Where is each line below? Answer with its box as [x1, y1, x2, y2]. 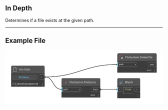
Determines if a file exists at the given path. [5, 17, 94, 23]
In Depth [5, 4, 32, 12]
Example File [5, 36, 46, 45]
